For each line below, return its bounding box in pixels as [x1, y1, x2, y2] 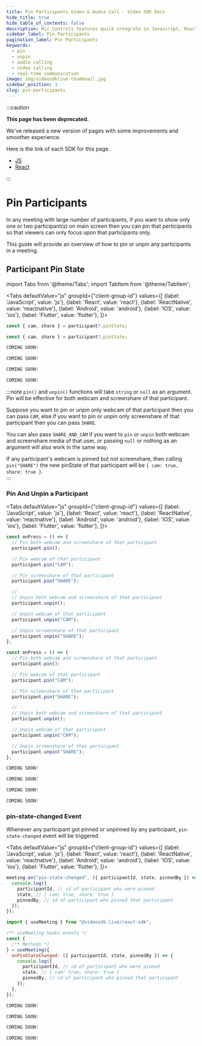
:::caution [6, 104, 30, 111]
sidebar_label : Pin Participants [6, 31, 90, 37]
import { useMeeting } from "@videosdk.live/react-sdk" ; [6, 919, 152, 925]
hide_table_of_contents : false [6, 20, 85, 26]
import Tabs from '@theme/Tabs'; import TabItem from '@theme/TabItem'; [6, 280, 191, 287]
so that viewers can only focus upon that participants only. [6, 228, 151, 236]
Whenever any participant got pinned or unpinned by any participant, [6, 826, 177, 833]
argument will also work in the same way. [6, 443, 108, 451]
